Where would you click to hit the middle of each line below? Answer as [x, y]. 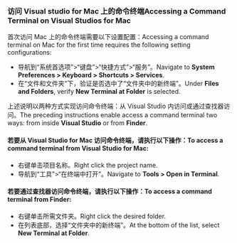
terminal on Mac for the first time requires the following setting [99, 45]
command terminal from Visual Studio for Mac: [78, 148]
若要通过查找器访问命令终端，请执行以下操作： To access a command [110, 191]
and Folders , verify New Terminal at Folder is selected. [99, 92]
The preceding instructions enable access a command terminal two [119, 115]
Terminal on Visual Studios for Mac [69, 21]
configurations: [30, 53]
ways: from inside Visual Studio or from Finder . [78, 123]
